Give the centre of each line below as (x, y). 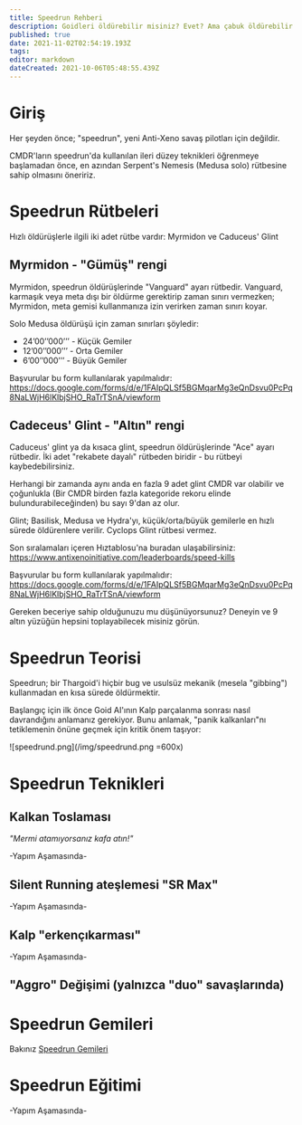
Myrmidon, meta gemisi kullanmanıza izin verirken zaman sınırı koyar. (139, 306)
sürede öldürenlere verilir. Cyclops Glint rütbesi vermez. (113, 530)
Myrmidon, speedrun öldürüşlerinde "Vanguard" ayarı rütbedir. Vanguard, (146, 287)
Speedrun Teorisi (75, 658)
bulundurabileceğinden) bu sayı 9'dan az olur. (95, 503)
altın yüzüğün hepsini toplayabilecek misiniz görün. (105, 622)
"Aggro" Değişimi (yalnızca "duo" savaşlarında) (147, 985)
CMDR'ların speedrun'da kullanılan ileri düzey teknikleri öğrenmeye (134, 156)
